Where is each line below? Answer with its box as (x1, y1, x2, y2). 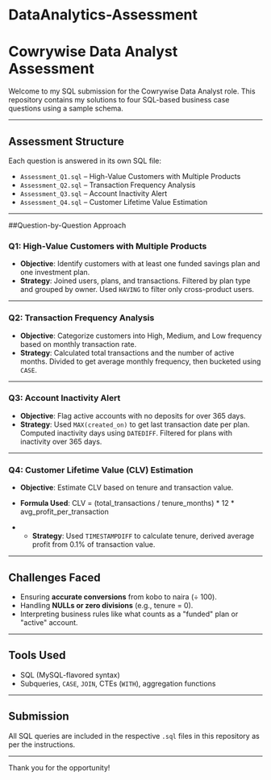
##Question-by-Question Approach (8, 220, 127, 230)
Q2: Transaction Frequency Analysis (8, 312, 155, 323)
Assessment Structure (8, 135, 125, 148)
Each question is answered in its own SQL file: (8, 156, 162, 165)
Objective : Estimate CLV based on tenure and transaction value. (19, 482, 234, 493)
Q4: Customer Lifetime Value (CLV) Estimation (8, 464, 194, 475)
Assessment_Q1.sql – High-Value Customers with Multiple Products (19, 171, 241, 181)
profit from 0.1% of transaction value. (31, 540, 156, 549)
